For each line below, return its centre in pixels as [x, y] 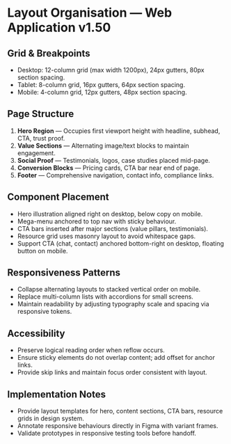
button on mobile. [42, 251]
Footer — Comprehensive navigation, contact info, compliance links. [115, 175]
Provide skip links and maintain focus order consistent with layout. [112, 372]
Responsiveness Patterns [64, 273]
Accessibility [36, 333]
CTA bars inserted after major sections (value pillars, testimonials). [113, 228]
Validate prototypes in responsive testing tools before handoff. [107, 434]
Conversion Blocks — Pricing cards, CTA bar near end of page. [109, 168]
